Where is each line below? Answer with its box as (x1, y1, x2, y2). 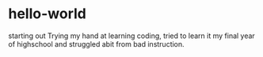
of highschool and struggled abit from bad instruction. (8, 39, 185, 48)
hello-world (8, 5, 87, 23)
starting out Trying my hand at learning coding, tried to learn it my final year (8, 31, 255, 40)
